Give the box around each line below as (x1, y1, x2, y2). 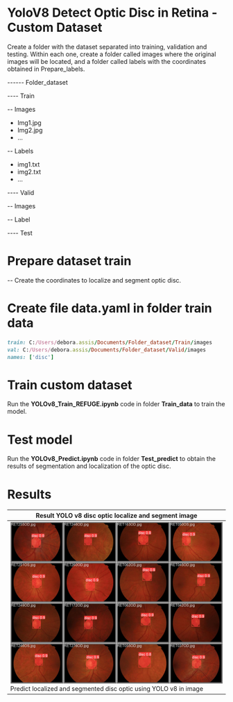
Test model (7, 432, 73, 447)
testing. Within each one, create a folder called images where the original (7, 50, 216, 58)
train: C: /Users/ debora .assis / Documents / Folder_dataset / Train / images (7, 339, 213, 346)
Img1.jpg (17, 118, 42, 126)
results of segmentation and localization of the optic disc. (7, 462, 171, 470)
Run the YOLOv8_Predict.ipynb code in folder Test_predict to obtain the (7, 455, 216, 463)
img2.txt (17, 167, 42, 176)
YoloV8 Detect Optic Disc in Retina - (7, 5, 218, 21)
